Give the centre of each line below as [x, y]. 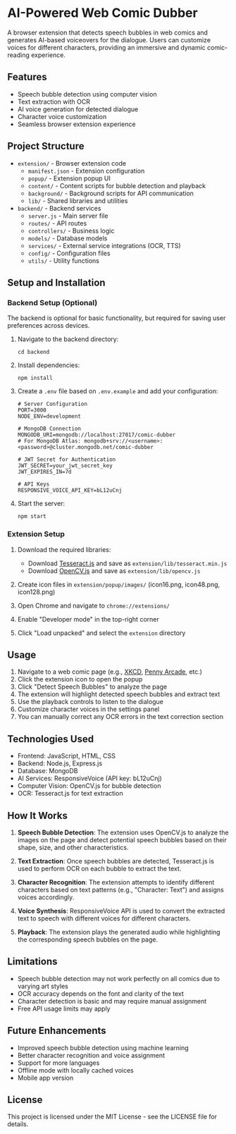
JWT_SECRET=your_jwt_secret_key [65, 466]
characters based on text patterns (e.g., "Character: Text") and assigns [120, 889]
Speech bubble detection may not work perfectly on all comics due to [119, 978]
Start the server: [41, 504]
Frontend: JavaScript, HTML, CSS [67, 756]
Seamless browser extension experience [76, 124]
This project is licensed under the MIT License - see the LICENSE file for [112, 1117]
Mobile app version [45, 1078]
